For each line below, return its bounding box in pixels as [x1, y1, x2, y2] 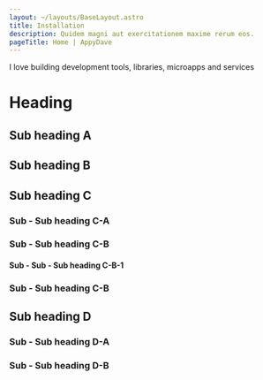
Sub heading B [9, 158, 91, 173]
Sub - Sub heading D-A [9, 336, 110, 348]
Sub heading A [9, 127, 92, 142]
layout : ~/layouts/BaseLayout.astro [9, 12, 144, 22]
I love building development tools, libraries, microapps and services [9, 62, 254, 72]
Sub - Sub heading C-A [9, 214, 110, 226]
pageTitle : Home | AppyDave [9, 37, 113, 47]
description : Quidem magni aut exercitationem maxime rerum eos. [9, 29, 254, 38]
